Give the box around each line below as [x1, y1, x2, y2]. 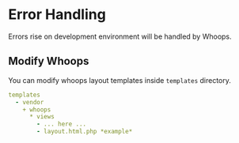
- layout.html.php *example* [36, 128, 133, 136]
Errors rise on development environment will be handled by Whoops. [8, 32, 232, 41]
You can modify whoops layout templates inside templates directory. [8, 75, 232, 85]
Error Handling [8, 6, 107, 24]
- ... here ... [36, 120, 87, 128]
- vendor [15, 98, 44, 106]
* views [28, 113, 55, 121]
